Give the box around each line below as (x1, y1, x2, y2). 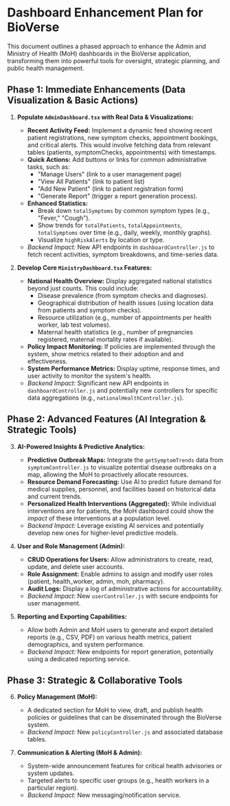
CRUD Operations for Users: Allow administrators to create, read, (27, 555, 214, 564)
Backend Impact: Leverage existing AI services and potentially (27, 521, 204, 529)
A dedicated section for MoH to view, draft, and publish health (27, 706, 203, 715)
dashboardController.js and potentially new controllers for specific (27, 386, 218, 394)
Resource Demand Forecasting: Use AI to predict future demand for (27, 477, 222, 485)
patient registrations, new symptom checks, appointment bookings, (27, 133, 218, 141)
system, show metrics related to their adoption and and (27, 349, 184, 358)
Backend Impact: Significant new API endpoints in (27, 379, 170, 387)
